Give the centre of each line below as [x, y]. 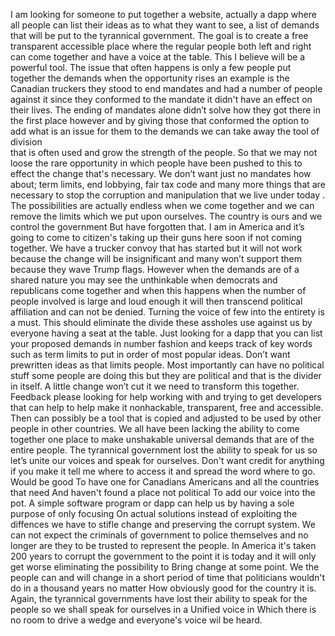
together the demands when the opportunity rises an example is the [150, 78]
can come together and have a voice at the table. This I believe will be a [158, 57]
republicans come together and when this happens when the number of [158, 290]
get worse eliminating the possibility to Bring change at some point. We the [165, 567]
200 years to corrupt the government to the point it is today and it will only [163, 556]
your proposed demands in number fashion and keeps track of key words [161, 343]
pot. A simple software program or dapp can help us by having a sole [152, 503]
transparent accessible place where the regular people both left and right [161, 46]
